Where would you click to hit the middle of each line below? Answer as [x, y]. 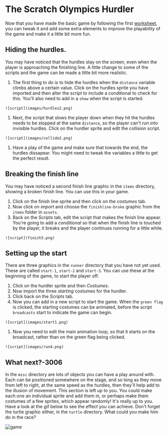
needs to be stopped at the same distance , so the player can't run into [85, 123]
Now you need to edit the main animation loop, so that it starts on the [84, 332]
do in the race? [21, 417]
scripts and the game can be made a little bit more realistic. [66, 72]
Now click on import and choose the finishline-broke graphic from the [86, 206]
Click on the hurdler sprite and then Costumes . [61, 286]
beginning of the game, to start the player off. [52, 276]
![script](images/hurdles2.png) [39, 108]
